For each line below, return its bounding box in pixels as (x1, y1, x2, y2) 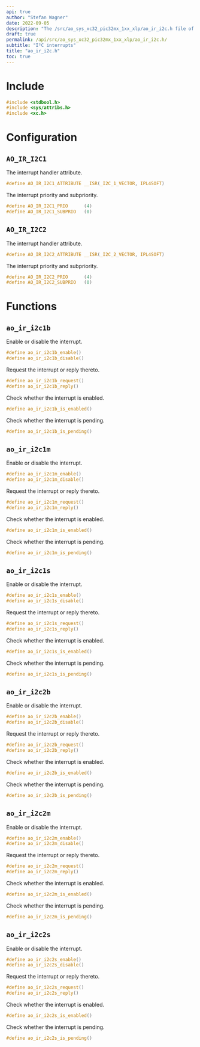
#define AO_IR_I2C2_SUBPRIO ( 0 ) (6, 279, 93, 285)
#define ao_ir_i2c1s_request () (6, 620, 84, 627)
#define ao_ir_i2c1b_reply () (6, 383, 79, 389)
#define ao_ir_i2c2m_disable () (6, 841, 84, 847)
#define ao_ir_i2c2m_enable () (6, 835, 82, 841)
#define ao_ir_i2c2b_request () (6, 742, 84, 748)
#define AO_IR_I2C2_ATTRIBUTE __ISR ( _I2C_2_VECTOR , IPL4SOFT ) (6, 251, 165, 257)
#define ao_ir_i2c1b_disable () (6, 355, 84, 361)
